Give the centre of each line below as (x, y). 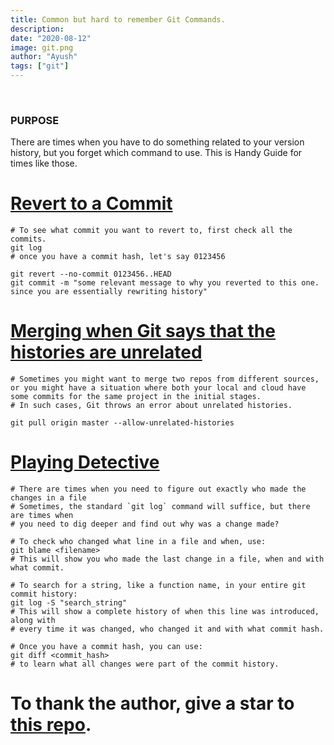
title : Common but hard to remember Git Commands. (118, 19)
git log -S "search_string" (69, 603)
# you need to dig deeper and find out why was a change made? (145, 524)
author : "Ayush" (44, 57)
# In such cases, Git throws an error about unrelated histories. (151, 406)
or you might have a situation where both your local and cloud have (158, 388)
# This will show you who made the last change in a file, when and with (167, 559)
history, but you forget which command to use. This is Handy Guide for (156, 153)
